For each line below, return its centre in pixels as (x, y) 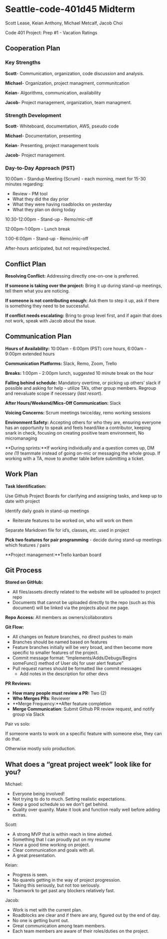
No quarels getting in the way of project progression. (67, 880)
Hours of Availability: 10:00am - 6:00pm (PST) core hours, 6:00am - (76, 348)
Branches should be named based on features (60, 642)
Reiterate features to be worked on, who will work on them (73, 520)
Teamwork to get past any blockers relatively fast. (64, 891)
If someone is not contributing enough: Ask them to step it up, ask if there (82, 301)
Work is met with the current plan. (47, 910)
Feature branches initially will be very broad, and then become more (83, 647)
